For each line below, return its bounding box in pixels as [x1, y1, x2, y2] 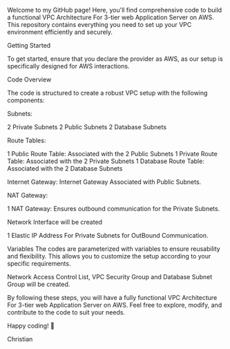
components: [7, 96, 45, 104]
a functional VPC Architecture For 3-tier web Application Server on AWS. [7, 13, 214, 21]
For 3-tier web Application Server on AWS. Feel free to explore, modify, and [7, 301, 222, 309]
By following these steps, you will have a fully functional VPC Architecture [7, 294, 218, 301]
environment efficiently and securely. [7, 28, 113, 36]
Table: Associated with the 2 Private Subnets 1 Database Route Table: [7, 157, 205, 165]
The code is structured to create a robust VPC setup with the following [7, 89, 208, 97]
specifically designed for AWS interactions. [7, 62, 130, 70]
